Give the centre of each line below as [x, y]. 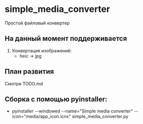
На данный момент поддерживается [66, 39]
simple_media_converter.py [100, 117]
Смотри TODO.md [24, 84]
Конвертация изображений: [42, 50]
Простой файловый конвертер [37, 23]
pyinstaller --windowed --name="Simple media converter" [73, 111]
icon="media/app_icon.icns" [41, 117]
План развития [29, 71]
